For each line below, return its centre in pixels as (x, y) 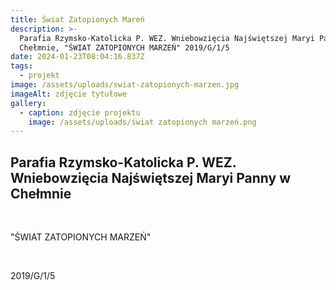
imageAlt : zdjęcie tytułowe (69, 94)
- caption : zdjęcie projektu (80, 112)
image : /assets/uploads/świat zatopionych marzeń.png (142, 122)
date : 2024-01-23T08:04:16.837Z (77, 57)
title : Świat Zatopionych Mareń (77, 19)
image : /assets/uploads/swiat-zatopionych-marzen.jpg (125, 85)
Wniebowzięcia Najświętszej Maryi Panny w (150, 177)
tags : (21, 66)
